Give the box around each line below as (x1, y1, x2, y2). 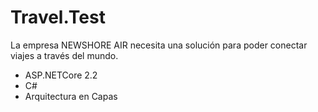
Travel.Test (10, 6, 106, 29)
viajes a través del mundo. (10, 49, 119, 61)
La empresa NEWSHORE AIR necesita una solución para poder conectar (10, 39, 308, 51)
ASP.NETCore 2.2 (24, 69, 98, 81)
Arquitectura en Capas (24, 90, 118, 102)
